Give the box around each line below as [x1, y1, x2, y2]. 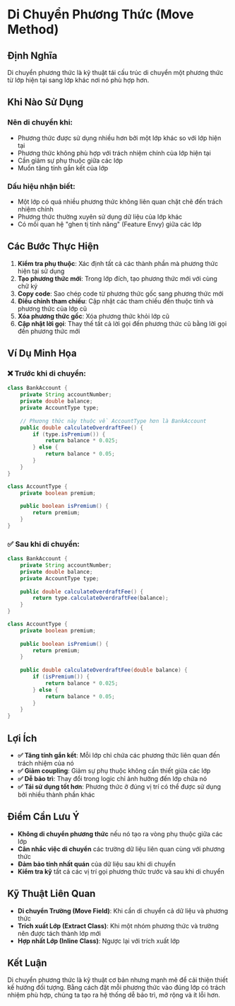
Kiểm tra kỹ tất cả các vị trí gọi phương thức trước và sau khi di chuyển [17, 867, 224, 876]
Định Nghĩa [7, 50, 58, 62]
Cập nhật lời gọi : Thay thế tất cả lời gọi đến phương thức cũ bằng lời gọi [17, 319, 227, 328]
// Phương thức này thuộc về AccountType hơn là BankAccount [20, 417, 207, 424]
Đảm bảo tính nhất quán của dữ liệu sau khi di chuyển [17, 860, 176, 868]
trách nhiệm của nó [17, 758, 74, 767]
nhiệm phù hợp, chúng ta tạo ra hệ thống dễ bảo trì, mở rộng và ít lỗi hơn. [7, 990, 220, 1000]
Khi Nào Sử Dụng [7, 96, 84, 108]
